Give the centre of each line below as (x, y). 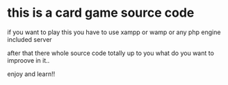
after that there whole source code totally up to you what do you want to (111, 53)
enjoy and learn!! (31, 74)
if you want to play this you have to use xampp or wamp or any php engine (114, 32)
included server (30, 39)
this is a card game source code (101, 13)
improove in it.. (28, 60)
